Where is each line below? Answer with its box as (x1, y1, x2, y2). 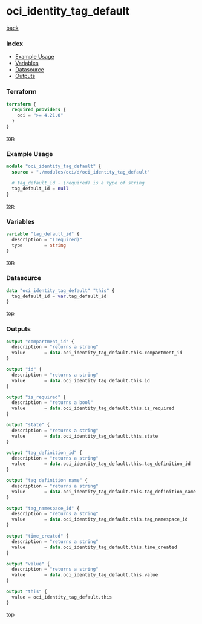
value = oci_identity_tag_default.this (11, 594, 112, 600)
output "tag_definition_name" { (6, 478, 88, 484)
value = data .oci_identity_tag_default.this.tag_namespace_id (11, 516, 188, 522)
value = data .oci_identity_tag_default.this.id (11, 377, 150, 383)
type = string (11, 242, 67, 249)
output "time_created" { (6, 533, 69, 539)
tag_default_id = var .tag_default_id (11, 293, 107, 299)
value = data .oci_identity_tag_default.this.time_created (11, 544, 177, 550)
